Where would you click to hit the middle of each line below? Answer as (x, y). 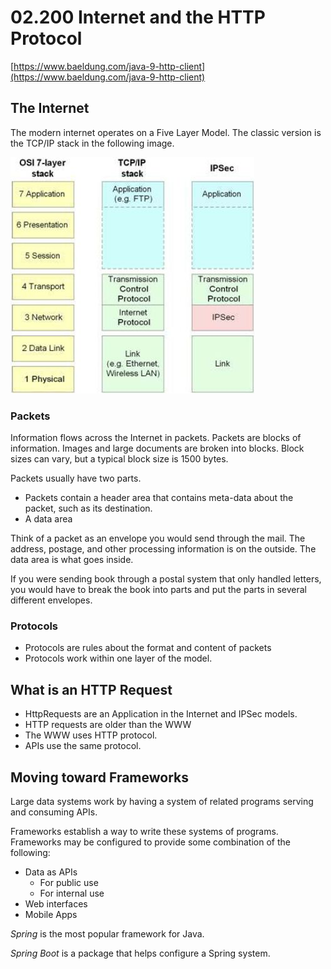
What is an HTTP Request (91, 689)
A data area (48, 519)
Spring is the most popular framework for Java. (107, 933)
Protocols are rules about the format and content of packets (148, 648)
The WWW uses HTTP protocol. (91, 735)
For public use (69, 882)
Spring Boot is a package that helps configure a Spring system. (140, 953)
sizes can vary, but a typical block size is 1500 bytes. (119, 459)
